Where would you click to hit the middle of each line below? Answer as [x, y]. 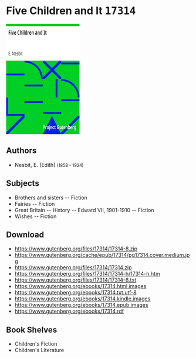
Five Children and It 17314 [71, 11]
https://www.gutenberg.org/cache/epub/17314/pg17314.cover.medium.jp [102, 255]
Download [25, 234]
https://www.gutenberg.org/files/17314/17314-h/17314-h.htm [87, 274]
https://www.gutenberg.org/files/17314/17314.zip [73, 267]
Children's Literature [39, 350]
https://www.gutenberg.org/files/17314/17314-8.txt [75, 280]
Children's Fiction [36, 344]
